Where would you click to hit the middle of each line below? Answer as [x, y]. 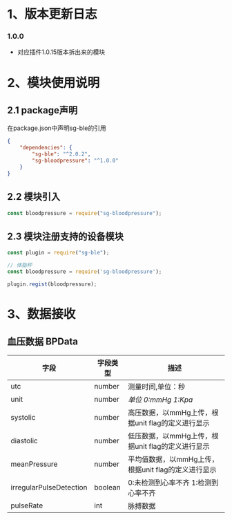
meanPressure [34, 464]
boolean [107, 487]
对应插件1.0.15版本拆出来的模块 [61, 52]
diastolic [24, 440]
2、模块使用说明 [54, 83]
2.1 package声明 [42, 110]
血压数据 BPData [42, 342]
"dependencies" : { [46, 148]
